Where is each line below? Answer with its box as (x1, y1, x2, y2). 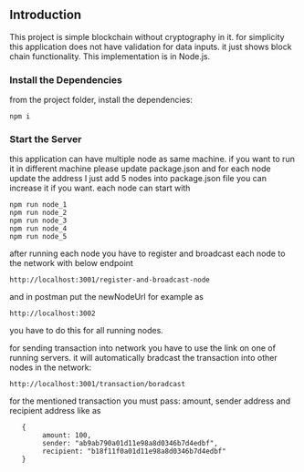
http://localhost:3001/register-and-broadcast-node (9, 275, 210, 285)
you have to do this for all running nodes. (9, 325, 164, 336)
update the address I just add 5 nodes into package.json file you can (9, 173, 267, 184)
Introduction (9, 7, 82, 23)
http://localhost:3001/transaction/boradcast (9, 380, 185, 389)
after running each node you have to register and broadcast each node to (9, 248, 286, 259)
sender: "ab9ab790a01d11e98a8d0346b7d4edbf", (42, 439, 219, 448)
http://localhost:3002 (9, 309, 96, 318)
